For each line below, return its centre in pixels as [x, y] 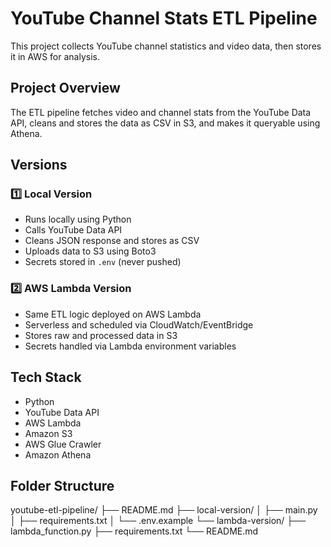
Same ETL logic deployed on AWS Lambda [113, 314]
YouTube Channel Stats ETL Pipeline [164, 18]
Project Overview [65, 88]
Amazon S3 [48, 433]
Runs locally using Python [78, 219]
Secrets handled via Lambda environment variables [130, 346]
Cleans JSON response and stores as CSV [112, 241]
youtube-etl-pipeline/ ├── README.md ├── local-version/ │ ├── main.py [164, 510]
